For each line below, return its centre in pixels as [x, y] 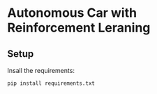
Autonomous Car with [72, 13]
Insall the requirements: [41, 70]
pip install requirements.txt [51, 83]
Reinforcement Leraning [79, 28]
